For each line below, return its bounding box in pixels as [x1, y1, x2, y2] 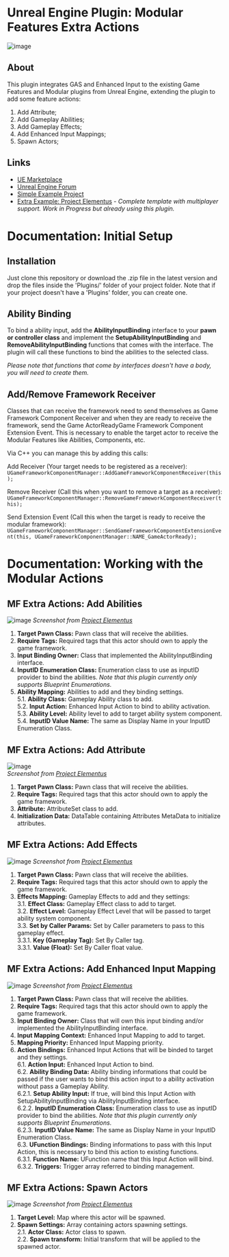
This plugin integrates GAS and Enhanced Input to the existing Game [7, 80, 200, 88]
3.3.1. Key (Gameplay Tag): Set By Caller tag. [16, 936, 145, 944]
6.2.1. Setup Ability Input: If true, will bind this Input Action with [16, 1089, 196, 1097]
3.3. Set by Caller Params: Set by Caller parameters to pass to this [16, 921, 205, 929]
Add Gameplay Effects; [16, 122, 82, 131]
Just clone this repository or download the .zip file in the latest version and [7, 273, 217, 282]
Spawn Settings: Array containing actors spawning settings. [16, 1221, 188, 1229]
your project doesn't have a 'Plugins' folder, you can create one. [7, 288, 188, 296]
